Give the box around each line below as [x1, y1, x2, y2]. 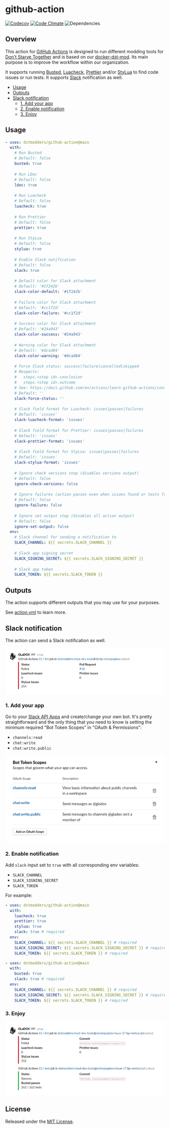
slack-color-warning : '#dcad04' [14, 353, 82, 358]
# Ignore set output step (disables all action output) [14, 513, 135, 518]
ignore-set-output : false [14, 524, 69, 529]
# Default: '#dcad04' [14, 348, 60, 353]
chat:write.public [12, 745, 52, 751]
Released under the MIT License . [5, 1118, 74, 1124]
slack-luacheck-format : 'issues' [14, 417, 85, 423]
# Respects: [14, 369, 39, 374]
